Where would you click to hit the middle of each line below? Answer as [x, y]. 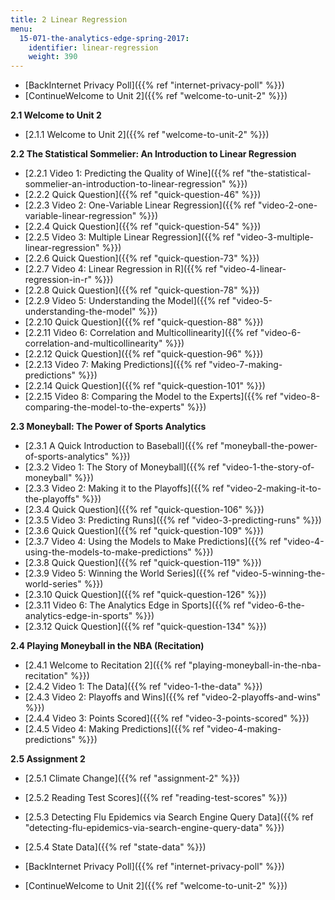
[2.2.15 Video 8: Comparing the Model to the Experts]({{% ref [151, 397]
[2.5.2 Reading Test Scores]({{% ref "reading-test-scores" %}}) [156, 798]
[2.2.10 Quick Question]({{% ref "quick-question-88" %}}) [144, 322]
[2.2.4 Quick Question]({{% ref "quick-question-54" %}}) [143, 227]
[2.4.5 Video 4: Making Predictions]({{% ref [114, 729]
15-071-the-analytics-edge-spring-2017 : [104, 38]
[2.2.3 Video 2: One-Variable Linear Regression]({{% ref [140, 205]
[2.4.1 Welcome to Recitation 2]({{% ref [105, 665]
